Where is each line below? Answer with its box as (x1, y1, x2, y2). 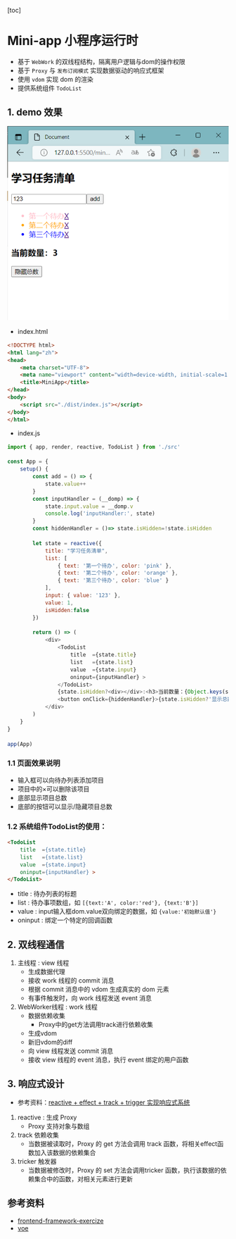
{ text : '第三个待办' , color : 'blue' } (57, 577, 169, 584)
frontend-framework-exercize (17, 1216, 104, 1225)
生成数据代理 (27, 968, 65, 976)
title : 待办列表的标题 (17, 890, 77, 898)
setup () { (20, 466, 49, 473)
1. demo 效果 (7, 106, 63, 118)
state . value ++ (44, 480, 86, 487)
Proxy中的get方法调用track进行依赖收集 (38, 1021, 153, 1029)
